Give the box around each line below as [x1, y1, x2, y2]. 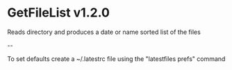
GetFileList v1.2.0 [7, 5, 110, 21]
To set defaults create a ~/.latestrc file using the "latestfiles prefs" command [7, 54, 226, 63]
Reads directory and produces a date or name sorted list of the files [7, 28, 201, 36]
